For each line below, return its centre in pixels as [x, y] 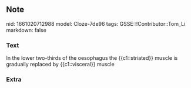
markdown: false [26, 30]
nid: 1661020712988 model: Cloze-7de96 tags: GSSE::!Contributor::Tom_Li [96, 23]
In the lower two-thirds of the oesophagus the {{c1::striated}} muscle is [92, 58]
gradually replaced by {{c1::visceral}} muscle [60, 65]
